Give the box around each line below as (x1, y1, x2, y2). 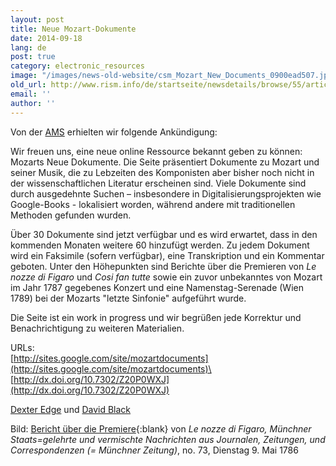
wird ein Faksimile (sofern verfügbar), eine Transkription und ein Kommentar (10, 249, 325, 261)
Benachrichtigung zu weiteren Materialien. (10, 322, 185, 334)
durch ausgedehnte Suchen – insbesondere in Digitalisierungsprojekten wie (10, 187, 322, 200)
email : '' (10, 89, 52, 99)
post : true (10, 52, 56, 62)
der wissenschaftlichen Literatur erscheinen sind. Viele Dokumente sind (10, 177, 307, 189)
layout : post (10, 14, 65, 25)
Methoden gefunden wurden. (10, 209, 132, 221)
